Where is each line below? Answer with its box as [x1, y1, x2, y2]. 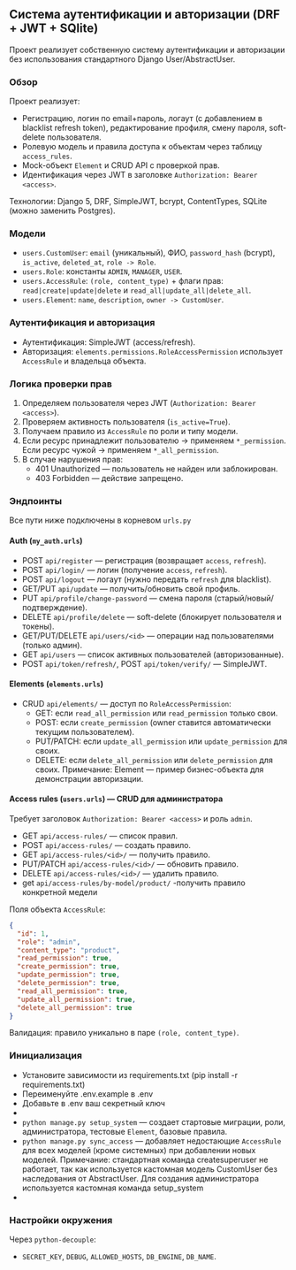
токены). [21, 621, 55, 631]
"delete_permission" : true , [17, 979, 121, 988]
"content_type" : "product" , [17, 945, 121, 954]
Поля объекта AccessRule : [9, 904, 106, 914]
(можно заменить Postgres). [9, 205, 117, 216]
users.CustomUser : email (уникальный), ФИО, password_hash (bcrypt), [21, 248, 276, 258]
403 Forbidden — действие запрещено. [34, 473, 184, 483]
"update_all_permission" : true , [17, 995, 137, 1004]
